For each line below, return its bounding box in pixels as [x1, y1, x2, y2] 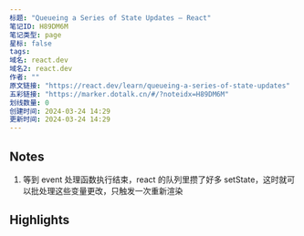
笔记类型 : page [9, 30, 62, 39]
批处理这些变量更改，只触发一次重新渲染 [30, 185, 183, 196]
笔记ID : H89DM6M [9, 22, 68, 31]
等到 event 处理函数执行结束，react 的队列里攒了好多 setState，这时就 [22, 174, 288, 185]
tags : [9, 47, 30, 56]
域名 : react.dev [9, 56, 68, 65]
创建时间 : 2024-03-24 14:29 [9, 107, 111, 116]
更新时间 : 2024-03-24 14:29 [9, 115, 111, 124]
